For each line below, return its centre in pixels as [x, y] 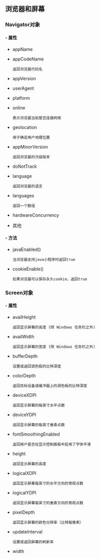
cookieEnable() [28, 269]
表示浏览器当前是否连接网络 [37, 118]
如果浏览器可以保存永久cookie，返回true [50, 279]
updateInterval [27, 532]
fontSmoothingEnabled [36, 434]
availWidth [23, 336]
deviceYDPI [24, 414]
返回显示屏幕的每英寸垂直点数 [38, 425]
